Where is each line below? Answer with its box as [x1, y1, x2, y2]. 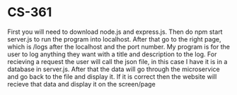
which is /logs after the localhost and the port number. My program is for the [7, 42, 230, 51]
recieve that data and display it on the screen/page [7, 80, 156, 88]
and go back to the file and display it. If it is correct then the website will [7, 72, 217, 81]
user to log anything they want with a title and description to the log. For [7, 50, 217, 58]
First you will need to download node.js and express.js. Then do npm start [7, 27, 223, 36]
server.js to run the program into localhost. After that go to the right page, [7, 34, 221, 43]
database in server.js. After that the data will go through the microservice [7, 65, 221, 73]
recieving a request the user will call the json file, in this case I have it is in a [7, 57, 228, 65]
